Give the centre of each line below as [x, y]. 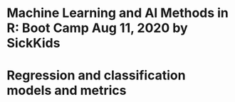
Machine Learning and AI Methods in [118, 13]
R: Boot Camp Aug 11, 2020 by [97, 28]
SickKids [33, 43]
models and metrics [67, 91]
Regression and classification [96, 75]
